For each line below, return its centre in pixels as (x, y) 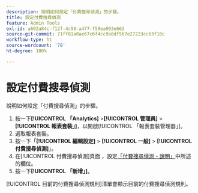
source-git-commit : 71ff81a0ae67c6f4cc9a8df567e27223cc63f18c (85, 34)
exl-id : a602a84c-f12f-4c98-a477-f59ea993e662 (65, 29)
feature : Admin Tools (33, 23)
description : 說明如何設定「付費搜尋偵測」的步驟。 (64, 12)
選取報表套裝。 (33, 133)
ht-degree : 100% (26, 51)
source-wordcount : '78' (36, 46)
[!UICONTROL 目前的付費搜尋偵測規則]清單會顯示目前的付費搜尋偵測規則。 (99, 183)
